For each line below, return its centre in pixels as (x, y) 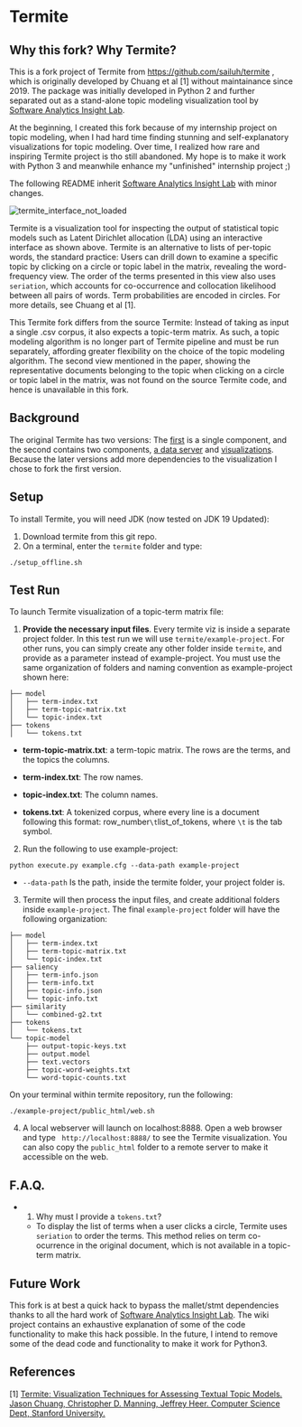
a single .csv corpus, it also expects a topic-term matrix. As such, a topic (145, 332)
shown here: (46, 677)
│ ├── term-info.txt (52, 983)
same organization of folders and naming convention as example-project (157, 668)
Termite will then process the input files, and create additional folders (151, 900)
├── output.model (58, 1055)
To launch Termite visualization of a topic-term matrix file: (116, 612)
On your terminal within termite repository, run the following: (121, 1094)
